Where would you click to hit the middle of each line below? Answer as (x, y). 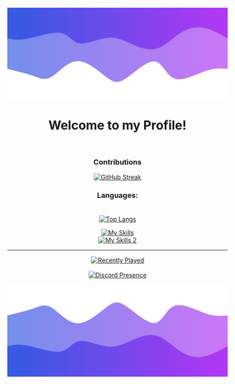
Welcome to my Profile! (117, 125)
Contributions (117, 162)
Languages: (117, 195)
